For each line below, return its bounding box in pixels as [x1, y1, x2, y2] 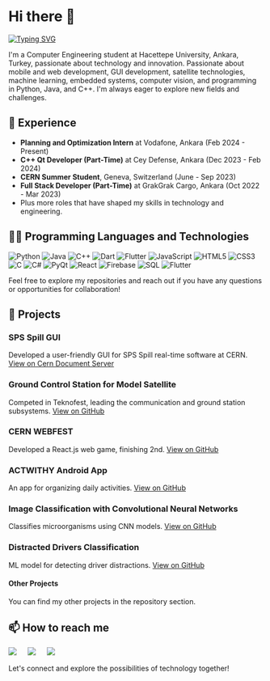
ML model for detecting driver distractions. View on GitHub [8, 560, 205, 569]
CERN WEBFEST [8, 426, 74, 438]
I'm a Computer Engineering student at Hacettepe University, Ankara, [8, 49, 239, 59]
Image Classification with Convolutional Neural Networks [8, 503, 238, 514]
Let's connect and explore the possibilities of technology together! [8, 663, 230, 673]
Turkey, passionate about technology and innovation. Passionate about [8, 58, 245, 68]
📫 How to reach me [8, 621, 110, 635]
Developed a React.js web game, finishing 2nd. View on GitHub [8, 444, 219, 454]
